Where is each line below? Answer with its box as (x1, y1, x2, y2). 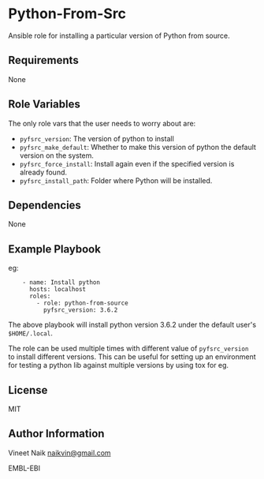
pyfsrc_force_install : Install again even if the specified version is (19, 159, 235, 168)
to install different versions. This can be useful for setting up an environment (8, 352, 256, 361)
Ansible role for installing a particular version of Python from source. (8, 31, 230, 40)
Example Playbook (8, 242, 101, 256)
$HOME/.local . (8, 328, 53, 338)
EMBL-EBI (8, 463, 41, 473)
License (8, 384, 48, 397)
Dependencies (8, 198, 81, 211)
